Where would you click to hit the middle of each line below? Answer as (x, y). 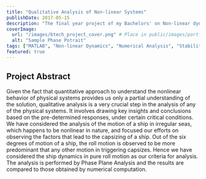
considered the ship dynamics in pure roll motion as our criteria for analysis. (102, 156)
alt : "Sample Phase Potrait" (49, 40)
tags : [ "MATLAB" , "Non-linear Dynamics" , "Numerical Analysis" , (90, 46)
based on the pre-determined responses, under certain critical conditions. (100, 117)
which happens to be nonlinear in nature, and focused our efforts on (93, 130)
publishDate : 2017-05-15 (38, 18)
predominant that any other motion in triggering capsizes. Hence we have (99, 150)
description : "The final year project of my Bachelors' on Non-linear (98, 23)
